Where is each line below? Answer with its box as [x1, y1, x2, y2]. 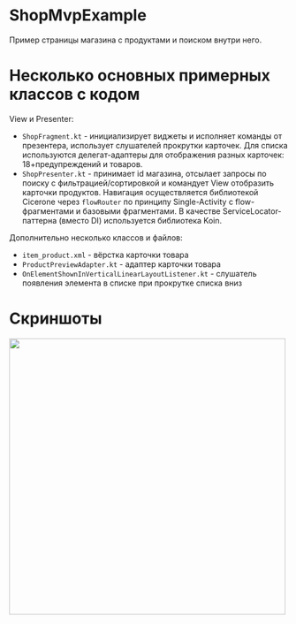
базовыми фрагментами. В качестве [82, 205, 221, 217]
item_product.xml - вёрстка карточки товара [21, 249, 189, 260]
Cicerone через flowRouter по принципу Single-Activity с [21, 196, 234, 207]
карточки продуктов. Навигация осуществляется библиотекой [21, 186, 259, 197]
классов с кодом [9, 85, 140, 104]
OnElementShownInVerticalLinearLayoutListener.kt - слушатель [21, 268, 257, 278]
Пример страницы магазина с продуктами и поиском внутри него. [9, 34, 262, 45]
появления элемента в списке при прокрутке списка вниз [21, 278, 243, 288]
